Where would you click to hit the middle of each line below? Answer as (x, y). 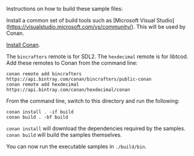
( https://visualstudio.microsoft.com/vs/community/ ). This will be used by (96, 27)
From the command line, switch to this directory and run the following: (93, 101)
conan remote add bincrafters (44, 74)
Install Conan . (23, 45)
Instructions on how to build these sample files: (65, 9)
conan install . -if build (40, 112)
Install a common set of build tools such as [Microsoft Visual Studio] (90, 20)
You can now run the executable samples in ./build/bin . (77, 146)
